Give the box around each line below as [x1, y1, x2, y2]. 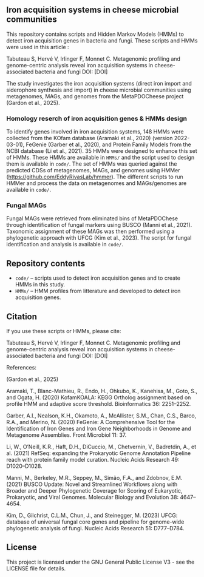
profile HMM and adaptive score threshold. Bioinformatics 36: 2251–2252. [6, 400, 191, 408]
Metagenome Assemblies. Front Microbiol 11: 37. [6, 431, 127, 439]
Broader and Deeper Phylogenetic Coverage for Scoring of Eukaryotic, [6, 487, 183, 494]
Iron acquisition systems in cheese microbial [6, 5, 179, 15]
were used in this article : [6, 43, 69, 50]
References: [6, 364, 36, 371]
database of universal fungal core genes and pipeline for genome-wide [6, 518, 185, 525]
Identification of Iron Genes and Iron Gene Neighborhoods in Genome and [6, 425, 191, 433]
